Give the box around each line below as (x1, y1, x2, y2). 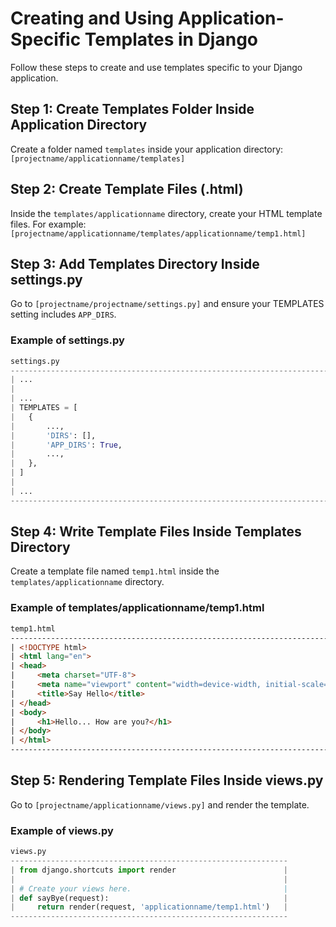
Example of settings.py (10, 333, 125, 347)
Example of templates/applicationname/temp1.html (10, 601, 265, 615)
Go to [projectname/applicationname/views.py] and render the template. (10, 798, 310, 811)
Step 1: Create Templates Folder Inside (10, 101, 255, 118)
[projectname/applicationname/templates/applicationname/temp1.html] (10, 228, 307, 239)
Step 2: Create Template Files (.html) (10, 181, 244, 198)
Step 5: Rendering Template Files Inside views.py (10, 772, 324, 789)
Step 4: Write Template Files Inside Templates (10, 523, 302, 541)
